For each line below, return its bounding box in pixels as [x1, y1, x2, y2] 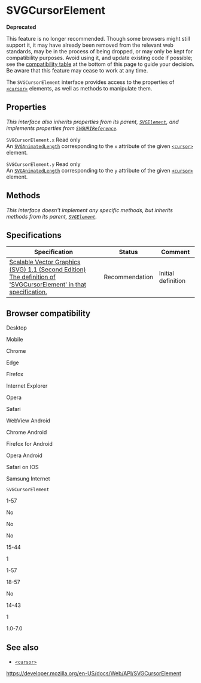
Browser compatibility [6, 308, 91, 318]
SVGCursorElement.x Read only [6, 136, 81, 143]
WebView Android [6, 417, 51, 424]
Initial [159, 269, 175, 277]
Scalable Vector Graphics [9, 258, 81, 267]
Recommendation [103, 273, 154, 282]
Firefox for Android [6, 440, 53, 448]
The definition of [9, 273, 56, 282]
